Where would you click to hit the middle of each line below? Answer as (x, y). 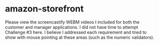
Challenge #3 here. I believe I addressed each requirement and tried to (76, 32)
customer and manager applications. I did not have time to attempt (72, 27)
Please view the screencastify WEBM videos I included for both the (72, 22)
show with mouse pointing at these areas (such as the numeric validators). (80, 37)
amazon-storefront (44, 9)
